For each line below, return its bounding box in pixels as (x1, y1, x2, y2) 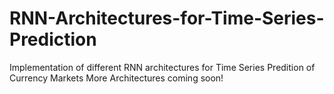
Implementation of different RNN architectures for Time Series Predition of (9, 61, 316, 73)
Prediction (9, 28, 97, 51)
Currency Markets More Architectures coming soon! (9, 72, 224, 84)
